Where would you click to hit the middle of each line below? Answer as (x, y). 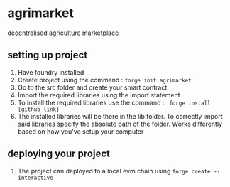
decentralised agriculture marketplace (63, 33)
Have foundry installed (51, 72)
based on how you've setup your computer (81, 131)
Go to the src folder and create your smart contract (92, 87)
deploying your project (59, 154)
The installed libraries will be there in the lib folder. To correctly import (120, 116)
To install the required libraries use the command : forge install (114, 102)
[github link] (38, 109)
